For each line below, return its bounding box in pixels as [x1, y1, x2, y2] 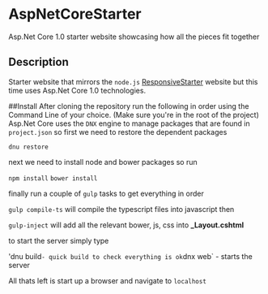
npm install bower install [8, 174, 98, 183]
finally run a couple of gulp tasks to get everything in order [8, 188, 204, 198]
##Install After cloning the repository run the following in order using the [8, 101, 249, 110]
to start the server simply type [8, 236, 109, 245]
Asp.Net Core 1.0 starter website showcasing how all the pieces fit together [8, 32, 260, 41]
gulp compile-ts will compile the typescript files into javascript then [8, 204, 235, 214]
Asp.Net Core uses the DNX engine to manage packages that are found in [8, 119, 250, 128]
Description [8, 55, 69, 69]
